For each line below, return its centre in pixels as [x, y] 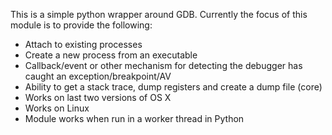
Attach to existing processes [83, 44]
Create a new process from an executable [111, 55]
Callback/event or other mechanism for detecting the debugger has [163, 65]
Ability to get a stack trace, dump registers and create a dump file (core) [173, 87]
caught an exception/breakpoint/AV [98, 76]
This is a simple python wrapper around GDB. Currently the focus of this [159, 14]
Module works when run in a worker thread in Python [134, 118]
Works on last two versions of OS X [98, 97]
